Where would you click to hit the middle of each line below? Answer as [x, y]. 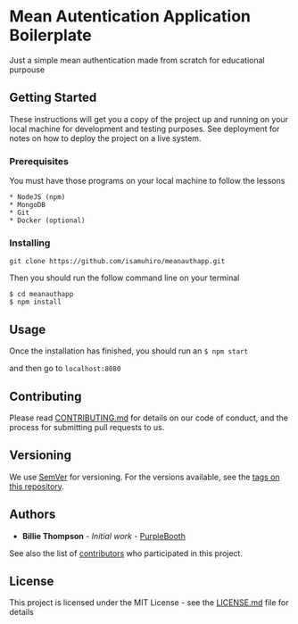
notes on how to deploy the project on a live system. [105, 138]
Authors [33, 515]
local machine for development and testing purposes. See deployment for [145, 129]
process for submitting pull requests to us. [87, 427]
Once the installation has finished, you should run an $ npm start [128, 351]
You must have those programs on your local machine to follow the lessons [147, 181]
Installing [30, 243]
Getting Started [53, 98]
